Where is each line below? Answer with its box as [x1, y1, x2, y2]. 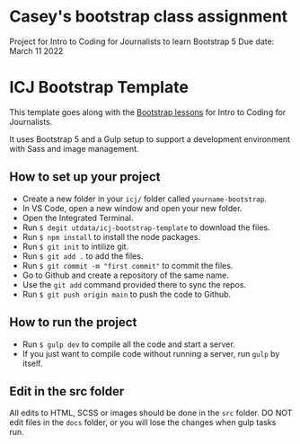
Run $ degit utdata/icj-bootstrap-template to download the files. [22, 222, 271, 233]
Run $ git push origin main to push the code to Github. [22, 289, 232, 299]
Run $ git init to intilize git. [22, 241, 129, 252]
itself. [22, 358, 43, 369]
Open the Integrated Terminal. [22, 212, 134, 223]
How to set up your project [9, 169, 161, 185]
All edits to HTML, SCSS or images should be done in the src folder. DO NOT [9, 407, 293, 419]
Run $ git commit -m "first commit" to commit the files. [22, 260, 234, 271]
